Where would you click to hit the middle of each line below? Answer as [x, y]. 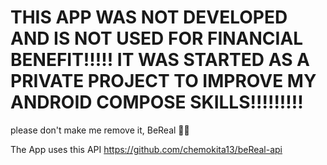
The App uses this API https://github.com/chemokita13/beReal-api [146, 149]
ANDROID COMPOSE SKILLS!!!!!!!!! [157, 102]
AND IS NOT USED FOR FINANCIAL [157, 38]
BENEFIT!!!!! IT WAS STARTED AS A [160, 60]
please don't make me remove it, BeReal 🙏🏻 [100, 130]
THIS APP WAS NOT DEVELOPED [149, 17]
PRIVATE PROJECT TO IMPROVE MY [163, 81]
